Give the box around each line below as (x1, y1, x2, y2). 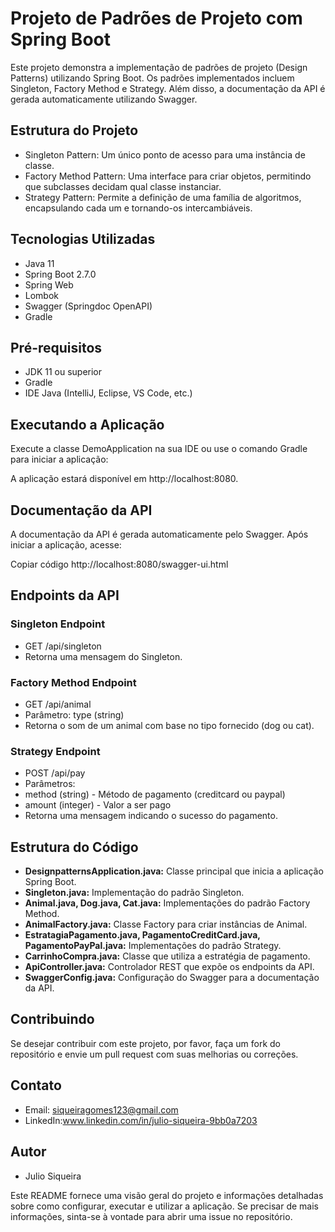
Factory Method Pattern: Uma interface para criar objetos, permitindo (24, 170, 312, 182)
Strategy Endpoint (10, 744, 101, 758)
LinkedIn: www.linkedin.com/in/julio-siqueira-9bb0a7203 (24, 1114, 258, 1126)
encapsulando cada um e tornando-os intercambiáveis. (24, 202, 253, 214)
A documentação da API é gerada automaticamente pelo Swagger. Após (10, 528, 309, 540)
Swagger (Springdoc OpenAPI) (24, 300, 153, 312)
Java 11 (24, 257, 55, 269)
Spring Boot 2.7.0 (24, 268, 97, 280)
